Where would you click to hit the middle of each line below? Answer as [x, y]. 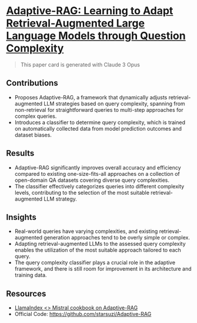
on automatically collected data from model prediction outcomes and [98, 128]
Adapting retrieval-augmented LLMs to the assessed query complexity [100, 244]
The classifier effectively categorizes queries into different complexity [99, 186]
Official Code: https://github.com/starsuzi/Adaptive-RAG [83, 314]
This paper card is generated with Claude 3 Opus [80, 64]
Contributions [32, 83]
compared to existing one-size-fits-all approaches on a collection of [97, 174]
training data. [31, 275]
